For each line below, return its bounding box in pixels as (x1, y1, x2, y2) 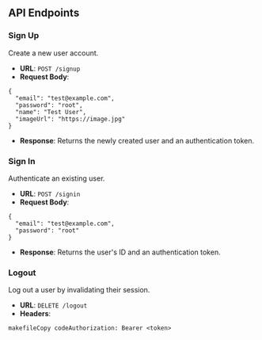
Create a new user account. (8, 48, 99, 58)
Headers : (19, 309, 51, 319)
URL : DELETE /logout (19, 300, 88, 310)
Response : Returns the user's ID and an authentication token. (19, 247, 221, 257)
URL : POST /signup (19, 63, 81, 73)
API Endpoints (8, 6, 80, 20)
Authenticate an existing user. (8, 174, 105, 183)
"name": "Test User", (15, 108, 87, 116)
